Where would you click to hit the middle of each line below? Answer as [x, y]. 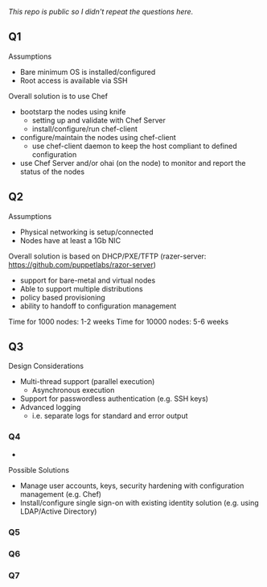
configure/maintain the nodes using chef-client [98, 137]
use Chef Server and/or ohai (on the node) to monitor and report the [133, 163]
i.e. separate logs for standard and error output [110, 416]
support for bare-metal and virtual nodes [88, 280]
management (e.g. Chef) [61, 494]
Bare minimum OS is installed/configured [88, 72]
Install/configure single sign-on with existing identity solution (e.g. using [139, 502]
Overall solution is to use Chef [58, 96]
